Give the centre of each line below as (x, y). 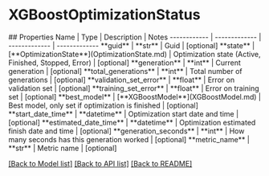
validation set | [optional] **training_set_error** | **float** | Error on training (134, 88)
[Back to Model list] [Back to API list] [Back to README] (100, 163)
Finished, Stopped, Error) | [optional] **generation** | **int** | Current (124, 63)
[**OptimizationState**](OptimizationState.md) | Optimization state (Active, (134, 54)
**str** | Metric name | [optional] (63, 148)
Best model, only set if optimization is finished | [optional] (104, 105)
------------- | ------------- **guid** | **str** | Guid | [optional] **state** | (132, 45)
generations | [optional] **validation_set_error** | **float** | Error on (122, 80)
